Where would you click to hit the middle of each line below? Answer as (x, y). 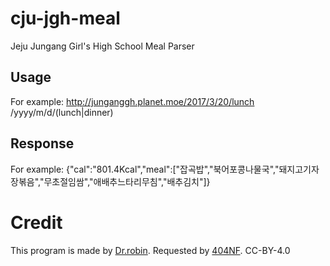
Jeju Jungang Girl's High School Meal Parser (102, 46)
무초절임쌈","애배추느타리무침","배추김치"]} (127, 181)
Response (42, 143)
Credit (36, 222)
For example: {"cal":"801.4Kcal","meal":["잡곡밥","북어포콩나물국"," (145, 169)
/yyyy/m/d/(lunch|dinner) (62, 112)
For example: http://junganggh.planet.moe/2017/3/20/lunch (132, 101)
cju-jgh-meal (65, 18)
